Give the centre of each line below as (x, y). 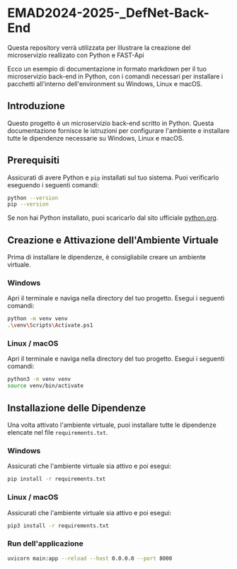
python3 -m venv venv (39, 380)
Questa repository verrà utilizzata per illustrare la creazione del (99, 47)
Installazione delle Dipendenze (77, 408)
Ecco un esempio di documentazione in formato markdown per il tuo (107, 69)
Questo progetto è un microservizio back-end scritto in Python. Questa (111, 123)
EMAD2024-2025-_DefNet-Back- (109, 13)
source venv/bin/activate (45, 386)
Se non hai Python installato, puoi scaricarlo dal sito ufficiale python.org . (113, 218)
